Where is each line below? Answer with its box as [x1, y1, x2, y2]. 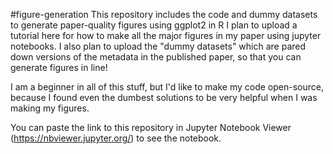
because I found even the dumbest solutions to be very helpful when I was [10, 92, 318, 103]
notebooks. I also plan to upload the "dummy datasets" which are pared [10, 40, 307, 52]
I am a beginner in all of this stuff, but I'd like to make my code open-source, [10, 81, 325, 93]
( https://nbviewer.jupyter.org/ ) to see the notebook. [10, 132, 222, 144]
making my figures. [10, 102, 90, 114]
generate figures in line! [10, 62, 108, 73]
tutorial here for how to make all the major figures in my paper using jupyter [10, 30, 322, 41]
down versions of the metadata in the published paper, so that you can [10, 51, 302, 63]
